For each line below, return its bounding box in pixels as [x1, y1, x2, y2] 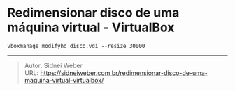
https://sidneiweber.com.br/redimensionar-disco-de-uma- [40, 68, 208, 77]
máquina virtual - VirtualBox [7, 19, 175, 35]
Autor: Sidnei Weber [24, 61, 83, 69]
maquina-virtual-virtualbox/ [24, 76, 104, 84]
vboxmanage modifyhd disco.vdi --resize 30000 [7, 42, 145, 49]
